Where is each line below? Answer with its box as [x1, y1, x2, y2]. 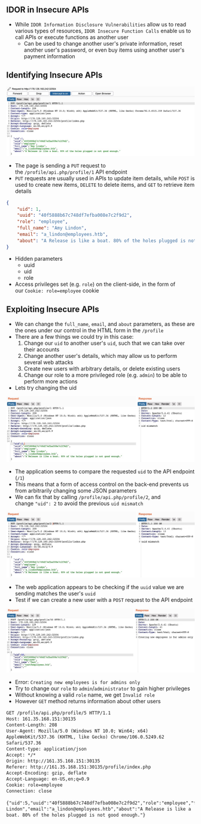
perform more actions [23, 378, 78, 385]
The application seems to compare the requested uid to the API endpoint [14, 468, 195, 475]
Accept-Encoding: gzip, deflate [6, 770, 87, 776]
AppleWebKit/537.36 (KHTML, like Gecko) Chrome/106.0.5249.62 [6, 734, 165, 740]
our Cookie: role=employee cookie [14, 286, 99, 294]
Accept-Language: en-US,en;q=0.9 [6, 776, 90, 782]
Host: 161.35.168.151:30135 [6, 716, 77, 722]
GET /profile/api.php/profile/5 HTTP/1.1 [6, 710, 111, 716]
